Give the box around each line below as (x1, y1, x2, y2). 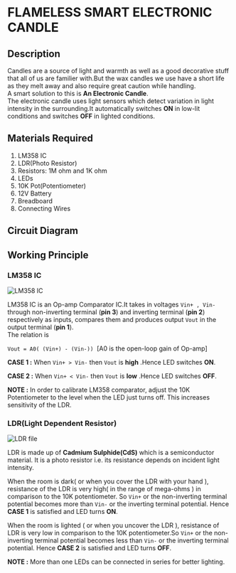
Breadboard (17, 196, 53, 205)
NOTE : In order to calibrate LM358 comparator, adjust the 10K (7, 385, 191, 394)
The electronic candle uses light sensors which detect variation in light (7, 97, 215, 105)
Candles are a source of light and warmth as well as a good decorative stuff (7, 67, 230, 75)
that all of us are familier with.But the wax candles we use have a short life (7, 74, 225, 82)
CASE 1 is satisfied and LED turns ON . (7, 508, 119, 516)
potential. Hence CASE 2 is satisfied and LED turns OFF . (7, 544, 172, 552)
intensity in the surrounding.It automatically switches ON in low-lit (7, 105, 200, 112)
